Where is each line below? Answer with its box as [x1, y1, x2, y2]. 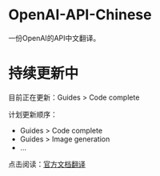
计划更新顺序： [8, 109, 58, 119]
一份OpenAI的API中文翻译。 [8, 33, 101, 43]
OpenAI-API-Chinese [8, 6, 152, 24]
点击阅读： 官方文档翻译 [8, 159, 86, 169]
